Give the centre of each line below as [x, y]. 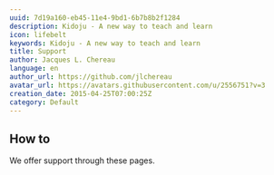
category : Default [44, 102]
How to [30, 138]
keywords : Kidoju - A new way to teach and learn [105, 43]
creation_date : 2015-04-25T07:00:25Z [81, 93]
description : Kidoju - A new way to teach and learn [111, 26]
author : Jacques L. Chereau [63, 60]
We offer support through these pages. [83, 160]
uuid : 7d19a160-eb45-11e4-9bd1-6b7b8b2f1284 [95, 18]
